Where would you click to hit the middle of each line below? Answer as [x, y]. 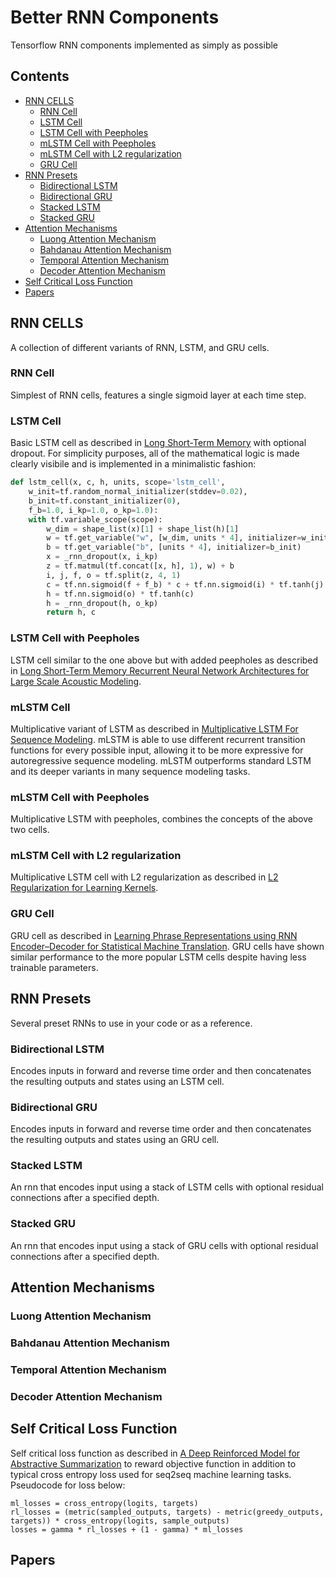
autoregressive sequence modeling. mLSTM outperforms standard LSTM [161, 760]
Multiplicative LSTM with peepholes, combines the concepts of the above [161, 819]
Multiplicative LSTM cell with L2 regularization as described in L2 [144, 877]
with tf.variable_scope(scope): [95, 519]
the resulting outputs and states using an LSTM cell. [117, 1081]
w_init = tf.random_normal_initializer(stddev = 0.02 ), [138, 492]
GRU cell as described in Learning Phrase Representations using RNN [154, 935]
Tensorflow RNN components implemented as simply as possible [144, 45]
